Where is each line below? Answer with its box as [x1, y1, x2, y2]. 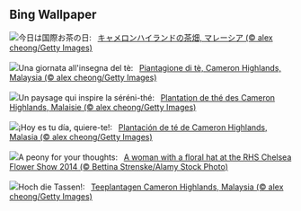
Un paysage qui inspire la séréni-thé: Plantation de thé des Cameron [18, 92, 276, 102]
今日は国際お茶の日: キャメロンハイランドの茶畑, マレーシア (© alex [18, 31, 273, 43]
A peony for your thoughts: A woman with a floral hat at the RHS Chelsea [18, 152, 292, 163]
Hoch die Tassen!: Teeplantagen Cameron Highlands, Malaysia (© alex [18, 181, 284, 192]
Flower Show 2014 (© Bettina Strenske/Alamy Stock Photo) [9, 161, 229, 171]
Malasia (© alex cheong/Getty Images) [9, 131, 153, 142]
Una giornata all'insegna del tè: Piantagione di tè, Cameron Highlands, [18, 62, 281, 73]
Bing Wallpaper [9, 7, 97, 22]
